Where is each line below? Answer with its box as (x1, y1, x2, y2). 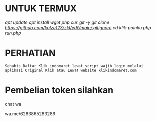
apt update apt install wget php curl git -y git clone (5, 19, 110, 25)
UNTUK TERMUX (5, 3, 77, 14)
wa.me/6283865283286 (5, 110, 56, 117)
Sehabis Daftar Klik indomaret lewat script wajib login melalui (5, 63, 143, 68)
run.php (5, 30, 21, 36)
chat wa (5, 101, 21, 107)
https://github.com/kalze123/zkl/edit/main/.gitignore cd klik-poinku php (5, 24, 151, 30)
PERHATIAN (5, 48, 56, 59)
